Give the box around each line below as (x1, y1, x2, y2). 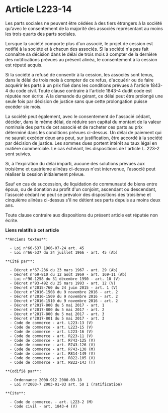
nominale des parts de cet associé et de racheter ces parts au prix (5, 124, 143, 130)
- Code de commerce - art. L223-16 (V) (10, 329, 94, 334)
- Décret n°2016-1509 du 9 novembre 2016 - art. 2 (10, 294, 118, 299)
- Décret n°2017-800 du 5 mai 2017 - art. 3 (10, 312, 105, 317)
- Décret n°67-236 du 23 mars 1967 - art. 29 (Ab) (10, 267, 118, 272)
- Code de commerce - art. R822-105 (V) (10, 355, 96, 360)
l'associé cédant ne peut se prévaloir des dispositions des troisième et (5, 191, 151, 197)
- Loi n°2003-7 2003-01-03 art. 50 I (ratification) (10, 382, 123, 387)
